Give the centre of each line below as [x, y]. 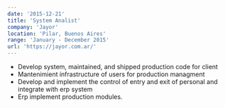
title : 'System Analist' [44, 20]
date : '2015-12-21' [36, 14]
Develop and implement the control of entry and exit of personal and [117, 82]
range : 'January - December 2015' [59, 40]
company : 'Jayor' [33, 27]
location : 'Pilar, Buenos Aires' [57, 34]
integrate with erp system [55, 89]
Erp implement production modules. [70, 97]
